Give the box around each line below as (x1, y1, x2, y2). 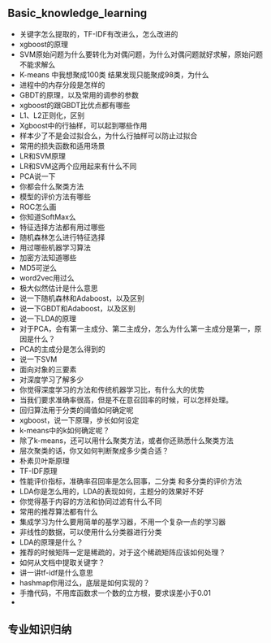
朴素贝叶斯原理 (19, 455, 70, 466)
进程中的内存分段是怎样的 (19, 80, 105, 89)
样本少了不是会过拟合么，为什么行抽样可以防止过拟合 (19, 130, 198, 141)
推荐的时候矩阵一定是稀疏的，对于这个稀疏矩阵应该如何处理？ (19, 547, 226, 557)
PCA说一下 (19, 171, 56, 181)
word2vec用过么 (19, 272, 75, 283)
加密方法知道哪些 (19, 252, 77, 263)
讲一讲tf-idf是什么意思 (19, 567, 94, 577)
